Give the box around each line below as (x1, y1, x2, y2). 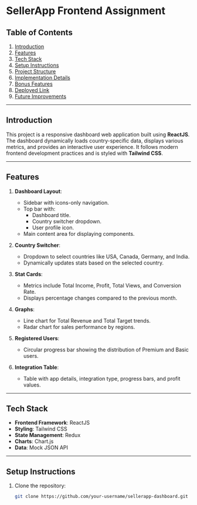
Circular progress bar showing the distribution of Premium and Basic (23, 346, 189, 353)
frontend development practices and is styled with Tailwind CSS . (6, 150, 163, 157)
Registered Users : (14, 334, 60, 341)
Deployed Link (14, 87, 50, 93)
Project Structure (14, 68, 56, 74)
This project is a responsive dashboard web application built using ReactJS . (6, 131, 190, 138)
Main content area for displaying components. (23, 230, 135, 237)
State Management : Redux (14, 432, 81, 439)
